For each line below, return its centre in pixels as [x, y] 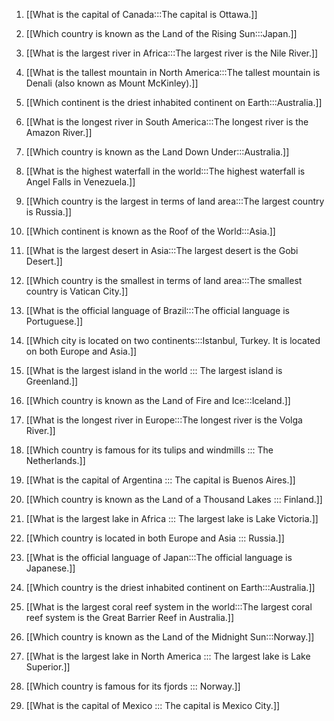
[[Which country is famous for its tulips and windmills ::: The [149, 450]
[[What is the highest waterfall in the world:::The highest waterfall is [165, 171]
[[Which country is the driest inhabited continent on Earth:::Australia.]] [170, 587]
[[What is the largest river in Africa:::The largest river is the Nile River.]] [172, 53]
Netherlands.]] [55, 460]
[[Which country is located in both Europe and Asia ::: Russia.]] [155, 538]
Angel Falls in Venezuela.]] [80, 182]
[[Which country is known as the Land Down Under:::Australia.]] [157, 152]
